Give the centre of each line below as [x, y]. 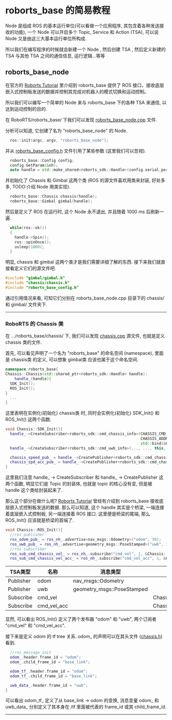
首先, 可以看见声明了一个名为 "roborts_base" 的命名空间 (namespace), [79, 353]
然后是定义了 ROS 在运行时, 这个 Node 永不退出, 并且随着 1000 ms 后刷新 [82, 211]
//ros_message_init [31, 653]
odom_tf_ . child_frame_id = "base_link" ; [53, 676]
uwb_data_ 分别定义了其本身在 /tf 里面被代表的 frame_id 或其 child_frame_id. [86, 707]
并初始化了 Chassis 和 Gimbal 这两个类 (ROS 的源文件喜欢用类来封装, [78, 180]
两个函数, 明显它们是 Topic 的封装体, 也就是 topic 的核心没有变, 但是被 [79, 484]
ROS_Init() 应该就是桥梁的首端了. [40, 520]
